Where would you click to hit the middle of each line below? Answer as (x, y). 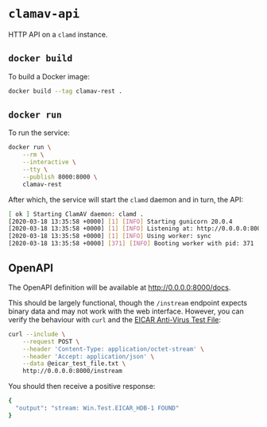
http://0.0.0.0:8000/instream (73, 371)
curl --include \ (37, 334)
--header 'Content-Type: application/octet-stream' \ (113, 349)
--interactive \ (50, 162)
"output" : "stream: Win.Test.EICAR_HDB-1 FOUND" (97, 408)
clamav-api (44, 14)
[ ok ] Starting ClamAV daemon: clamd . (76, 214)
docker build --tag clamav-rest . (66, 91)
